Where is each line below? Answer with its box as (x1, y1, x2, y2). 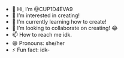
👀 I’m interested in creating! (11, 12, 80, 19)
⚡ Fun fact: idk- (11, 46, 50, 53)
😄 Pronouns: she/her (11, 40, 65, 47)
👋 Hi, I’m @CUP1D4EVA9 (11, 6, 73, 12)
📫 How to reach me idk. (11, 31, 72, 38)
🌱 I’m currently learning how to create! (11, 18, 107, 25)
